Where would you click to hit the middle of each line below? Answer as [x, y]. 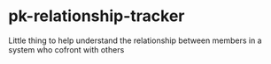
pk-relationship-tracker [97, 16]
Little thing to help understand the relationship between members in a [135, 40]
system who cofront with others [66, 49]
